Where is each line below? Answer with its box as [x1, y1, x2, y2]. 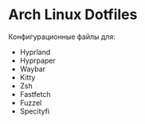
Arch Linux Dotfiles [8, 6, 138, 24]
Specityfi [19, 106, 50, 116]
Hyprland [19, 47, 51, 56]
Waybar [19, 64, 46, 73]
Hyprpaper [19, 56, 56, 65]
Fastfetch [19, 89, 51, 99]
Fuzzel [19, 98, 42, 107]
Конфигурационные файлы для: [8, 32, 116, 41]
